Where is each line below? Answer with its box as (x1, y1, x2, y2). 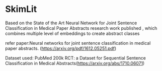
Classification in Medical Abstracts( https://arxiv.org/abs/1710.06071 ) (5, 60, 145, 66)
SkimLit (5, 3, 37, 15)
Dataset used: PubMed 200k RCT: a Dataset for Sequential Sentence (5, 55, 146, 61)
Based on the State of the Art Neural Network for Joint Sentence (5, 20, 137, 26)
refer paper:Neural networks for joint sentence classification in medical (5, 40, 151, 46)
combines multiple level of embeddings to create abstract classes (5, 30, 140, 36)
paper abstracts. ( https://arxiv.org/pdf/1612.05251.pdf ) (5, 45, 117, 51)
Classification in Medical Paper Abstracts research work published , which (5, 25, 158, 31)
